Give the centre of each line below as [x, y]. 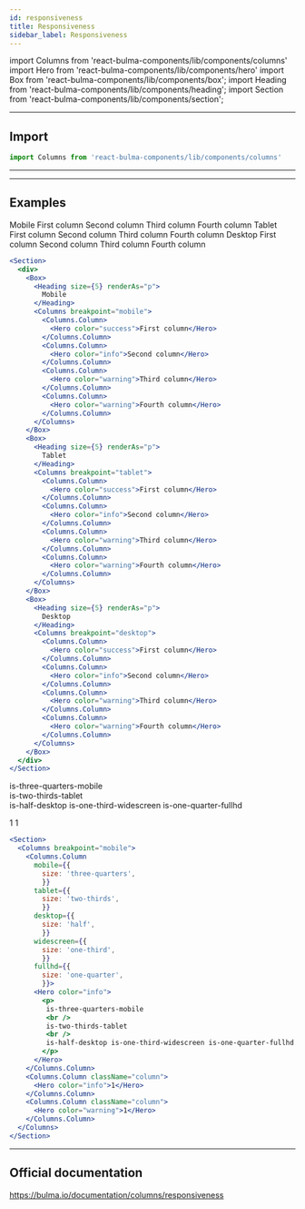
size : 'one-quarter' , [83, 975]
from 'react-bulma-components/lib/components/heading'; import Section [147, 90]
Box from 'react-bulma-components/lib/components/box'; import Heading [148, 80]
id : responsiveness [46, 18]
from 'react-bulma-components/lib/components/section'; [117, 99]
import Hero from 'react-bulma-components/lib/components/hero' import [147, 70]
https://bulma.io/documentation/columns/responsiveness [117, 1194]
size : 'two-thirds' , [81, 899]
